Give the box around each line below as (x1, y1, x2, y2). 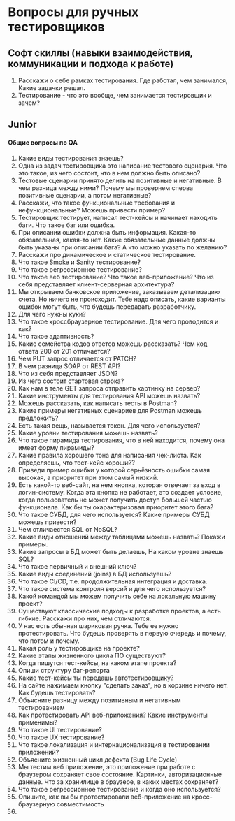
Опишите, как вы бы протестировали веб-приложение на (17, 792, 191, 801)
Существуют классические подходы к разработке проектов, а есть (17, 606, 221, 615)
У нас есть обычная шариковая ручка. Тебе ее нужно (17, 621, 179, 630)
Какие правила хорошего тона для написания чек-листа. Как (17, 451, 201, 459)
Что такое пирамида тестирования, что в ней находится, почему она (17, 436, 225, 444)
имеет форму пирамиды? (17, 443, 94, 451)
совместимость (56, 799, 104, 808)
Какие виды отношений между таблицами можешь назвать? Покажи (17, 532, 226, 541)
